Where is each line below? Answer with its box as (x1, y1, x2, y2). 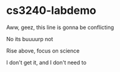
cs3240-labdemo (6, 4, 96, 18)
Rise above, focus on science (6, 47, 80, 54)
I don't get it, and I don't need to (6, 59, 87, 66)
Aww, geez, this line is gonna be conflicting (6, 24, 114, 31)
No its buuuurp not (6, 35, 53, 42)
